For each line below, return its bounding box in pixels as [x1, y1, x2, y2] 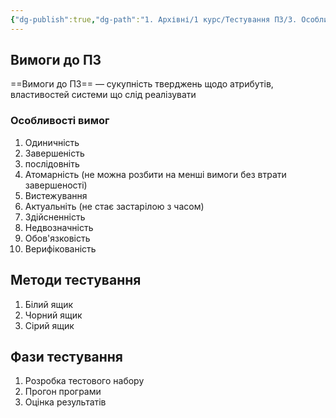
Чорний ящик [24, 309, 83, 321]
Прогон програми [24, 386, 102, 398]
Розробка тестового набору [24, 375, 145, 387]
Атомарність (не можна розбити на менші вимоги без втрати [24, 168, 287, 180]
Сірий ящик [24, 319, 75, 331]
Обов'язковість [24, 232, 91, 244]
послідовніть [24, 157, 80, 170]
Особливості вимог [10, 114, 110, 128]
